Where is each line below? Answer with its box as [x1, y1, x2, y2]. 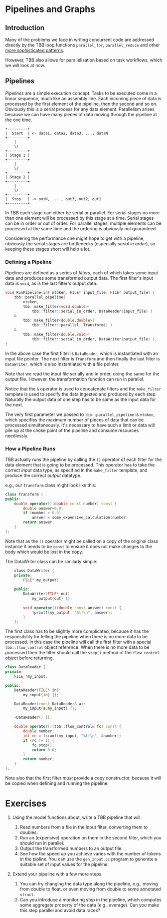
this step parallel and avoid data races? [19, 907, 101, 913]
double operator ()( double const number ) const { [14, 501, 117, 506]
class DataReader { [5, 665, 46, 670]
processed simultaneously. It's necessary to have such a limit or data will [5, 422, 155, 428]
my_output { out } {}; [31, 596, 72, 601]
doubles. [19, 829, 38, 835]
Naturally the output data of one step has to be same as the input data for [5, 396, 156, 402]
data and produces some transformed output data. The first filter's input [5, 275, 154, 281]
